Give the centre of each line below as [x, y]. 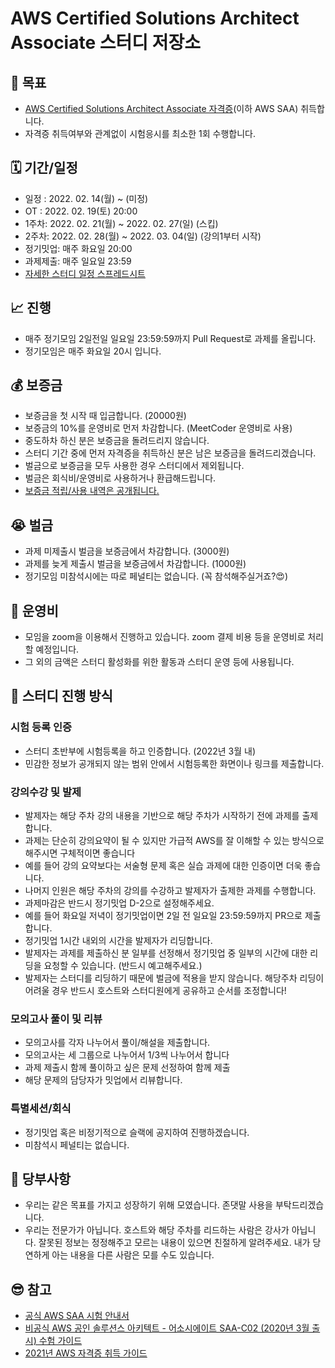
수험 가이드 [60, 1341]
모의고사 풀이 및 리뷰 [56, 1019]
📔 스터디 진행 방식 [61, 696]
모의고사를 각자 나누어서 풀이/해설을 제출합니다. [117, 1043]
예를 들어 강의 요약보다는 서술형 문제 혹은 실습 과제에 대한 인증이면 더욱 [163, 866]
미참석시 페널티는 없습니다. [77, 1144]
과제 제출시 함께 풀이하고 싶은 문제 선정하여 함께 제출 [127, 1068]
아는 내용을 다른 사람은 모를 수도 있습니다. [133, 1255]
